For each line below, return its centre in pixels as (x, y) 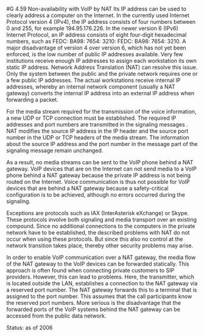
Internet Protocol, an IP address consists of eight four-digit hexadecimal (97, 35)
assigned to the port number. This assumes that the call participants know (99, 296)
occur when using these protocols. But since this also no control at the (95, 239)
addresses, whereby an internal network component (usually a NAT (91, 87)
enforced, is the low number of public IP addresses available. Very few (95, 54)
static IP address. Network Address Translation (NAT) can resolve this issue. (102, 67)
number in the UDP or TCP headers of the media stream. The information (98, 137)
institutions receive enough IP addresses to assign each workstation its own (101, 61)
